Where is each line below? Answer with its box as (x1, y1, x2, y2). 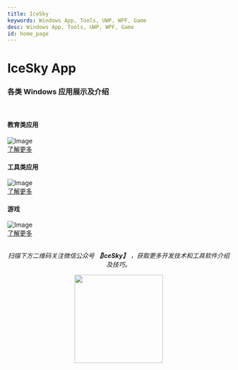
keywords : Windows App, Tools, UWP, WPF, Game (7, 17, 147, 24)
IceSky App (7, 61, 76, 76)
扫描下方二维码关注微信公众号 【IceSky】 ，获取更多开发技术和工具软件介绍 (7, 251, 230, 260)
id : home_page (7, 30, 49, 37)
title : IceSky (7, 10, 49, 18)
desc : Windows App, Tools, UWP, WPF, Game (7, 23, 134, 30)
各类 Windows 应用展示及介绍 (7, 87, 109, 97)
